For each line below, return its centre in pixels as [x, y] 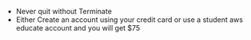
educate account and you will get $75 [78, 28]
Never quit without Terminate [64, 11]
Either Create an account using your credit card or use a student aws [129, 20]
